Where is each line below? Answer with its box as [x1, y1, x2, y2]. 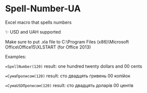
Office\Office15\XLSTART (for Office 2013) [5, 44, 91, 50]
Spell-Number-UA [5, 3, 81, 14]
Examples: [5, 53, 26, 59]
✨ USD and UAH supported [5, 29, 61, 35]
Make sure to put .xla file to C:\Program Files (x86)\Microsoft [5, 39, 129, 45]
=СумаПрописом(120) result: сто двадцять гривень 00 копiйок [5, 73, 131, 79]
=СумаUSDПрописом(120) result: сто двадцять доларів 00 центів [5, 82, 134, 88]
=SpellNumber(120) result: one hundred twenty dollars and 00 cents [5, 63, 143, 69]
